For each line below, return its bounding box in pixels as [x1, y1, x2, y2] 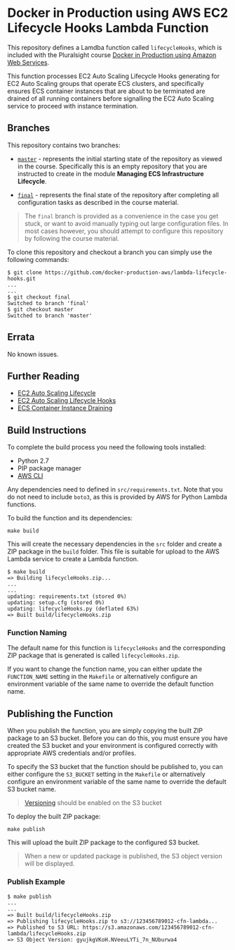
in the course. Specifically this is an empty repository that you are [17, 162, 208, 170]
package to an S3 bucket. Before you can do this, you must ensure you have [7, 734, 228, 742]
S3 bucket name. [7, 785, 57, 794]
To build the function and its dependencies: [7, 514, 133, 523]
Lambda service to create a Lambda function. [7, 555, 139, 563]
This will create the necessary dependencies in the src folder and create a [7, 540, 222, 549]
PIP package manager [17, 464, 82, 473]
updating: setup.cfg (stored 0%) [7, 599, 105, 606]
